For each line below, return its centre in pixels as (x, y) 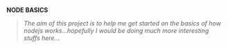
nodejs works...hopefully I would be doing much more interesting (116, 31)
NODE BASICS (27, 10)
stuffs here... (42, 38)
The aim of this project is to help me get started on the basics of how (122, 23)
